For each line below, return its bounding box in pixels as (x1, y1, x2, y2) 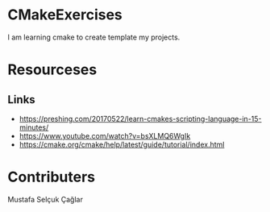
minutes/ (19, 123, 49, 132)
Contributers (7, 168, 96, 186)
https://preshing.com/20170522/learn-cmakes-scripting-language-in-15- (19, 114, 263, 123)
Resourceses (7, 60, 98, 79)
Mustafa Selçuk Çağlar (7, 194, 84, 204)
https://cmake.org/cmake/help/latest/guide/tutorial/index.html (19, 139, 225, 149)
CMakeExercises (7, 6, 123, 24)
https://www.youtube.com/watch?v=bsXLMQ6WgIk (19, 131, 191, 140)
